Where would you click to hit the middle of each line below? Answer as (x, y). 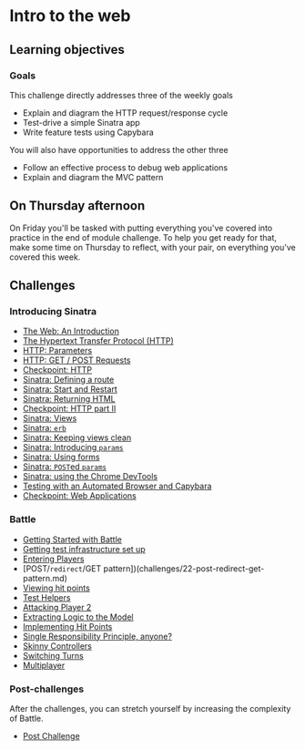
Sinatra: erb (44, 428)
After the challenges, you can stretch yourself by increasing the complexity (150, 708)
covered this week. (45, 257)
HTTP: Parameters (57, 351)
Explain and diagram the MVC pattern (93, 177)
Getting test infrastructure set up (84, 549)
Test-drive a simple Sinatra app (81, 122)
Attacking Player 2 (57, 607)
